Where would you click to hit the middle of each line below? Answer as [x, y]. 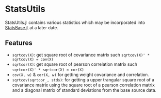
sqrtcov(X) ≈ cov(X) [33, 59]
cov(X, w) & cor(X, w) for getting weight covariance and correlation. [80, 75]
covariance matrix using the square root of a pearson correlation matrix [83, 85]
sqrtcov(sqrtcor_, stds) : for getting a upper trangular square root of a [83, 79]
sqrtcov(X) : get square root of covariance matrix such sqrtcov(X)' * [81, 55]
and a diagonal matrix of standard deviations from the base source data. [84, 90]
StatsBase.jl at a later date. [32, 27]
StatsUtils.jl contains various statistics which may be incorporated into [75, 22]
